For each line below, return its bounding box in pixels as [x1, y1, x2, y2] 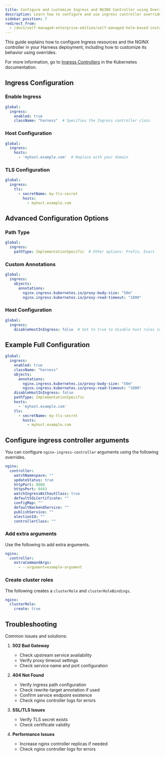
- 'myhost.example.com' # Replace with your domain [18, 155, 129, 160]
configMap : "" [14, 500, 43, 505]
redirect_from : [5, 21, 36, 26]
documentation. [5, 65, 37, 70]
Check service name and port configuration [19, 662, 108, 668]
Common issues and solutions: [5, 633, 67, 639]
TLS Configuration [5, 166, 50, 173]
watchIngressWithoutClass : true [14, 491, 80, 496]
